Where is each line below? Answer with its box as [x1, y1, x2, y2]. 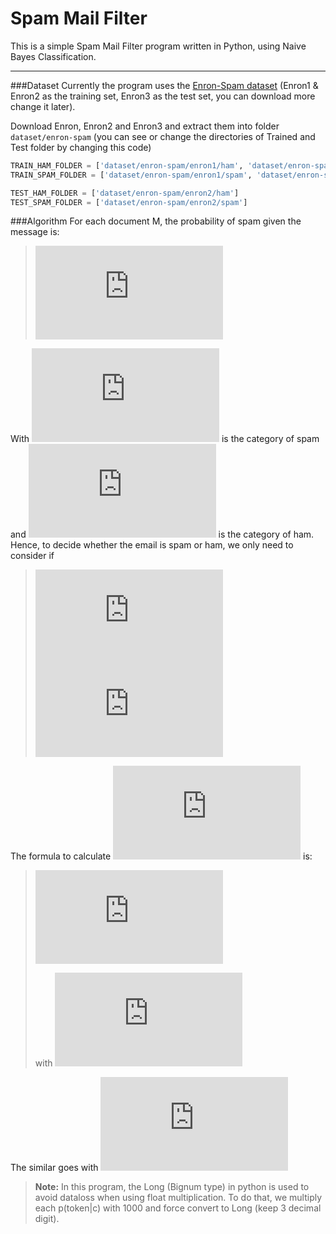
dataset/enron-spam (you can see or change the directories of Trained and [10, 130, 316, 142]
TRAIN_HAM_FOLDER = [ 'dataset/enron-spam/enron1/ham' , [10, 160, 244, 171]
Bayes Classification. [10, 50, 97, 62]
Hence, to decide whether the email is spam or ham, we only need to [10, 539, 294, 551]
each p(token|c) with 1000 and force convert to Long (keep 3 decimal [34, 1202, 322, 1214]
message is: [10, 226, 60, 238]
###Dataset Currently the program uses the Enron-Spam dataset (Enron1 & [10, 79, 319, 91]
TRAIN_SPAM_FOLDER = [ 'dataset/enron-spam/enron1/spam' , [10, 170, 253, 180]
